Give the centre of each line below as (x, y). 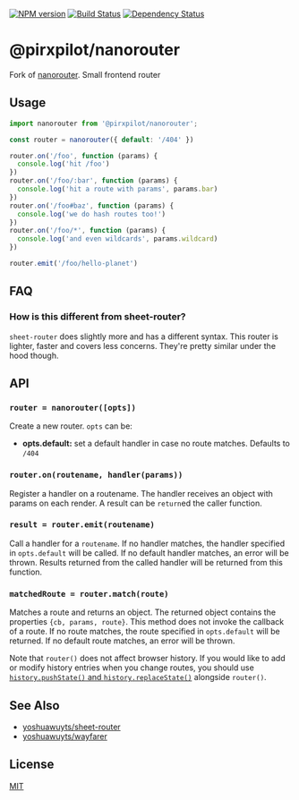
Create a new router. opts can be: (71, 426)
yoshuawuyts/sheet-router (71, 727)
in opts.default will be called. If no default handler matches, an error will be (149, 553)
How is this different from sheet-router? (98, 317)
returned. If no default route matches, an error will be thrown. (122, 641)
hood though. (34, 355)
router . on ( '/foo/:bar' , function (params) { (94, 181)
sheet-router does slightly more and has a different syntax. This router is (144, 336)
